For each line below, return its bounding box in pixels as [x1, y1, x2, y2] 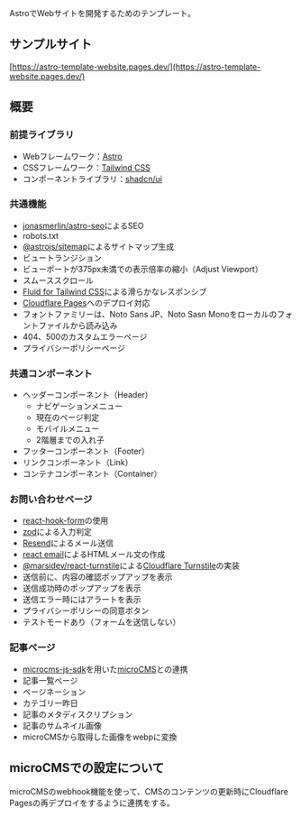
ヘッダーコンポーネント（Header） [22, 390, 153, 400]
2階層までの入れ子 [35, 435, 105, 445]
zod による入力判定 [22, 527, 92, 537]
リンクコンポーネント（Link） [22, 457, 133, 468]
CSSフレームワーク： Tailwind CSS [22, 161, 151, 173]
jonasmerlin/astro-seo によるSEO [22, 220, 144, 231]
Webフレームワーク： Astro [22, 151, 123, 161]
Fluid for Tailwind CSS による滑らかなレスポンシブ [22, 286, 207, 297]
